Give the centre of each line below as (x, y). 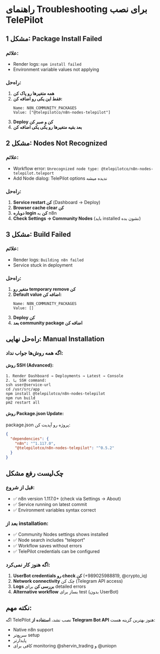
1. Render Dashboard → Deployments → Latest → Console (65, 376)
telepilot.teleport (34, 173)
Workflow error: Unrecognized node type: (56, 168)
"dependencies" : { (30, 439)
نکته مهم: (19, 608)
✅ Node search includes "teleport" (49, 540)
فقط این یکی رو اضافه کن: (38, 99)
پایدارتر (20, 640)
